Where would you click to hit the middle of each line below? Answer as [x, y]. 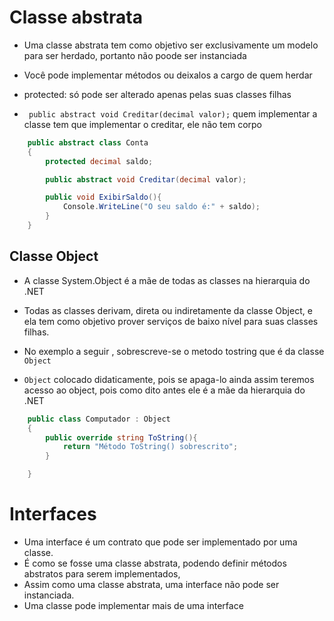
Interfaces [53, 514]
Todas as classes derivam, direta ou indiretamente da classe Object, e [168, 310]
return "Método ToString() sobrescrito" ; [150, 447]
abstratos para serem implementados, [102, 573]
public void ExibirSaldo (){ [103, 197]
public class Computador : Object [99, 419]
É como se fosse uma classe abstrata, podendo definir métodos [155, 563]
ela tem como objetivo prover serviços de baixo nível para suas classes [171, 321]
